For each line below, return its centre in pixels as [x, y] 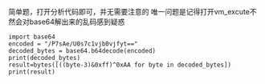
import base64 [32, 37]
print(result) [32, 72]
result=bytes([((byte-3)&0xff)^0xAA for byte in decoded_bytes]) [120, 65]
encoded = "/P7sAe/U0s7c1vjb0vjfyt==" [73, 44]
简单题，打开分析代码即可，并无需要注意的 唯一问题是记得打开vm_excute [129, 12]
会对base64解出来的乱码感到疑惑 [70, 22]
